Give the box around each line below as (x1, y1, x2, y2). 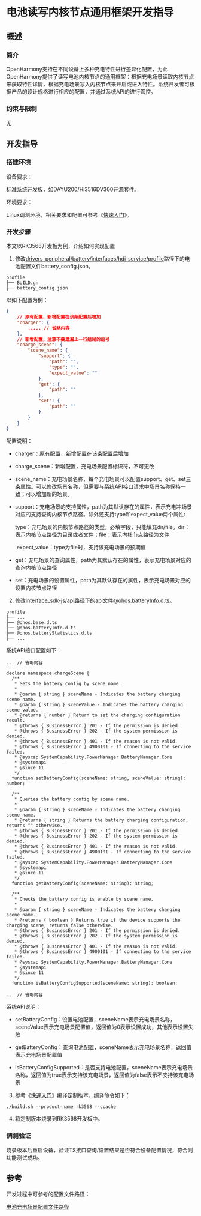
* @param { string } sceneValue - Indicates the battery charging (14, 702, 184, 708)
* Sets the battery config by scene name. (14, 681, 121, 687)
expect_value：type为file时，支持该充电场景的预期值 (16, 544, 146, 551)
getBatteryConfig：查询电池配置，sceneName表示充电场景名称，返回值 (14, 1044, 192, 1051)
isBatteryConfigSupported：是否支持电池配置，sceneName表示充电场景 (14, 1064, 193, 1071)
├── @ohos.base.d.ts (6, 620, 58, 626)
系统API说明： (6, 1003, 41, 1011)
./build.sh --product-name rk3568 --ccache (6, 1104, 117, 1110)
